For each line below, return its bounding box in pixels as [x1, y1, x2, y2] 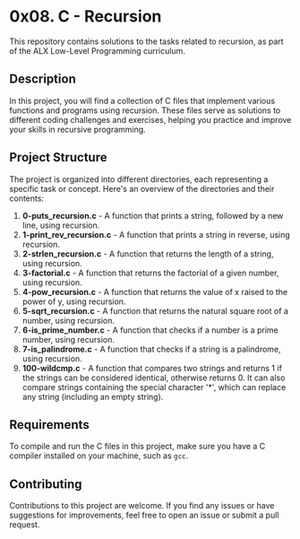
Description [9, 72, 76, 87]
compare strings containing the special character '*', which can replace [21, 381, 287, 392]
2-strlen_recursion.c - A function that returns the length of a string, [21, 248, 274, 259]
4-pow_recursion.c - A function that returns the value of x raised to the [21, 286, 288, 297]
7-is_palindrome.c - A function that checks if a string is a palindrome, [21, 343, 281, 354]
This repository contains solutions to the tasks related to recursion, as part [9, 36, 284, 47]
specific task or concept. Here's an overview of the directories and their [9, 183, 275, 194]
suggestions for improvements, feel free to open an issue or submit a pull [9, 509, 279, 521]
